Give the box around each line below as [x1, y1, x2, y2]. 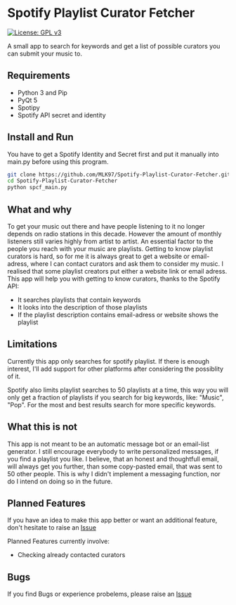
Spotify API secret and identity [17, 110, 107, 119]
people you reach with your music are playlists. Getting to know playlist [7, 245, 214, 253]
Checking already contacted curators [17, 551, 126, 559]
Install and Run [7, 132, 74, 144]
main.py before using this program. [7, 157, 109, 166]
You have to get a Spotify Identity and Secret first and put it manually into [7, 150, 219, 158]
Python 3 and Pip [17, 88, 68, 96]
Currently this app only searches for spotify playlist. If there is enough [7, 357, 209, 365]
